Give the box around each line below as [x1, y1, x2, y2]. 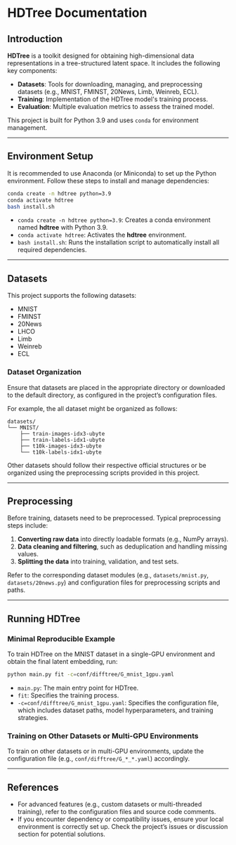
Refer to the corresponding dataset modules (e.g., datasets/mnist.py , [7, 571, 209, 579]
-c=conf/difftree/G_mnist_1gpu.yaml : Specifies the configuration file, [17, 698, 219, 707]
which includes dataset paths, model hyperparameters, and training [17, 706, 214, 714]
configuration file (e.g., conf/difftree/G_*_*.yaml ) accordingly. [7, 754, 190, 763]
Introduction [7, 33, 63, 45]
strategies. [17, 713, 49, 721]
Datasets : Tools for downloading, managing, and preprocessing [17, 80, 202, 89]
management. [7, 124, 48, 131]
